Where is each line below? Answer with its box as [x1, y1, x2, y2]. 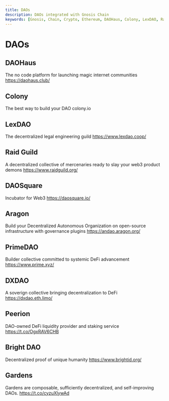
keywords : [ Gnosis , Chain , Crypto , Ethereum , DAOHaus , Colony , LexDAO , [5, 17, 158, 22]
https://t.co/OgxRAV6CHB [5, 328, 59, 334]
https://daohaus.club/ [5, 77, 50, 83]
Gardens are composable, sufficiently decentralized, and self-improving [5, 384, 154, 390]
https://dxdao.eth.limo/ [5, 295, 53, 301]
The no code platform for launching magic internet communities [5, 72, 137, 78]
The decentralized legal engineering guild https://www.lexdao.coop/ [5, 133, 147, 139]
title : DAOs [5, 7, 30, 13]
